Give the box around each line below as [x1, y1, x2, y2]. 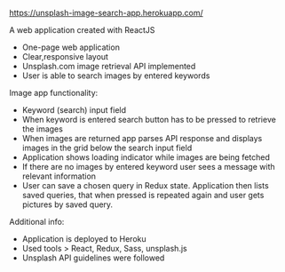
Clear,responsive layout [21, 52, 109, 61]
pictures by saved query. [21, 199, 114, 210]
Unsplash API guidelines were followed [21, 252, 165, 263]
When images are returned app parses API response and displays [21, 133, 263, 143]
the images [21, 124, 64, 134]
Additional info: [9, 217, 65, 227]
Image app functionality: [9, 88, 99, 98]
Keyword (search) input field [21, 105, 127, 115]
